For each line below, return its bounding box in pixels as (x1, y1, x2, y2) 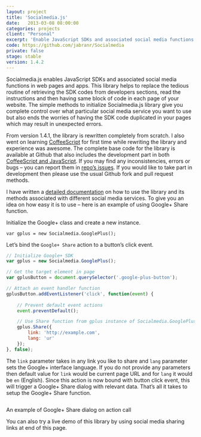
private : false (6, 48, 44, 54)
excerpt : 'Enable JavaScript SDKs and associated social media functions (6, 37, 194, 43)
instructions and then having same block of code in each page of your (6, 94, 179, 102)
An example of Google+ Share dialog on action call (6, 406, 132, 413)
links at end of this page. (6, 424, 67, 431)
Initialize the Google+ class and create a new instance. (6, 218, 141, 226)
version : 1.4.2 (6, 59, 44, 65)
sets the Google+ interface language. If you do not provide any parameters (6, 364, 191, 371)
